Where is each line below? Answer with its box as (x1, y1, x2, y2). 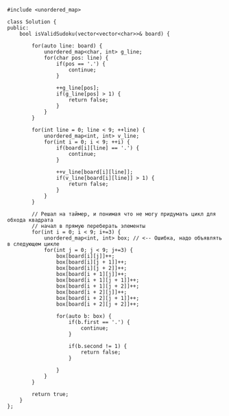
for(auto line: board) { (32, 43, 103, 49)
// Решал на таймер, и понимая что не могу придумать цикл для (32, 211, 216, 218)
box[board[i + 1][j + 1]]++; (56, 277, 139, 284)
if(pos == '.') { (56, 60, 106, 67)
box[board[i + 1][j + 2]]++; (56, 283, 139, 290)
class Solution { (7, 19, 57, 25)
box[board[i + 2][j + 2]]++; (56, 301, 139, 308)
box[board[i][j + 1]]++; (56, 259, 128, 266)
